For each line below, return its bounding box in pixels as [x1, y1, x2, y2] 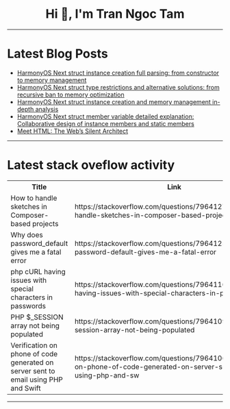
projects [31, 219, 59, 228]
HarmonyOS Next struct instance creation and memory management [16, 97, 211, 106]
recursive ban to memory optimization [16, 90, 125, 99]
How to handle [10, 193, 57, 203]
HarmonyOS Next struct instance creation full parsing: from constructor [16, 69, 220, 77]
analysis [35, 105, 59, 113]
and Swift [10, 383, 41, 393]
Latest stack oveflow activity [7, 158, 175, 173]
